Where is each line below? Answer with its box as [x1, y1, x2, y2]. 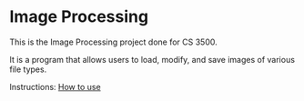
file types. [9, 64, 47, 75]
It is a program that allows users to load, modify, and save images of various [9, 54, 296, 65]
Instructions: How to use [9, 81, 102, 92]
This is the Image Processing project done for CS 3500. [9, 36, 218, 47]
